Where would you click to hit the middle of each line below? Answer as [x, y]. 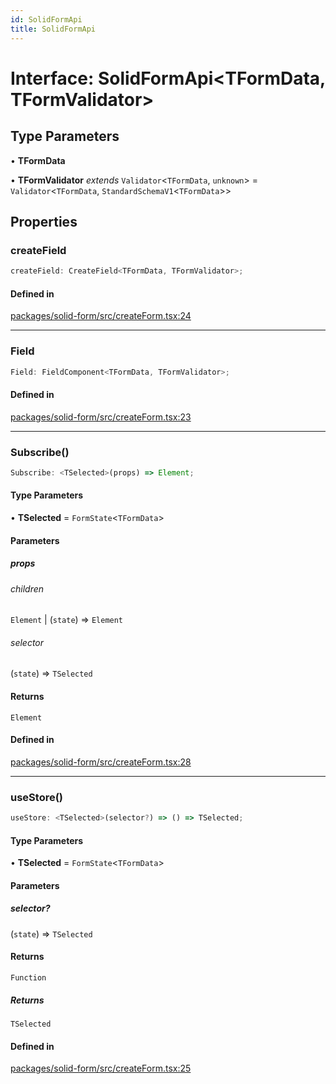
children [27, 588]
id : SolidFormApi [46, 19]
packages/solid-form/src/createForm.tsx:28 [101, 762]
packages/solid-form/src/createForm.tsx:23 [101, 417]
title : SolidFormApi [53, 29]
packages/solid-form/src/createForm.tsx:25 [101, 1068]
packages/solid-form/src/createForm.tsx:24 [101, 316]
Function [28, 977]
